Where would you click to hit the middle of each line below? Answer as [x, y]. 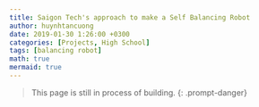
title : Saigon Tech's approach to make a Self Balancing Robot [130, 17]
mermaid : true [36, 68]
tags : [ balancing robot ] [56, 51]
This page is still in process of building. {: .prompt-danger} [139, 92]
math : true [30, 59]
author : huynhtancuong [52, 26]
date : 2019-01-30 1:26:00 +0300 [69, 34]
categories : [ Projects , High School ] [80, 42]
